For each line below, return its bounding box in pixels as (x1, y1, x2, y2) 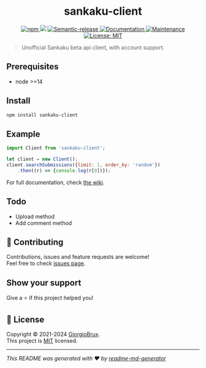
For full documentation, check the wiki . (6, 178, 105, 186)
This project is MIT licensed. (6, 337, 78, 344)
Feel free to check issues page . (6, 259, 86, 267)
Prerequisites (6, 61, 59, 72)
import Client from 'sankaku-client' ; (6, 145, 105, 151)
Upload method (15, 213, 55, 220)
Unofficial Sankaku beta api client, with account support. (21, 44, 165, 51)
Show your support (6, 277, 82, 288)
